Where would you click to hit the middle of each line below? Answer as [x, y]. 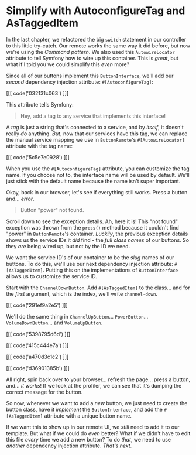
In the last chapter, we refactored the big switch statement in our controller [96, 39]
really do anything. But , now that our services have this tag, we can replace [97, 134]
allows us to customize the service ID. [52, 276]
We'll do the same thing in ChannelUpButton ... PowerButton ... [77, 316]
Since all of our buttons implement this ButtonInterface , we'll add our [90, 76]
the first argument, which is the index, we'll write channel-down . [82, 293]
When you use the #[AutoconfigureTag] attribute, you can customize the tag [98, 169]
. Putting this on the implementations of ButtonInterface [111, 270]
